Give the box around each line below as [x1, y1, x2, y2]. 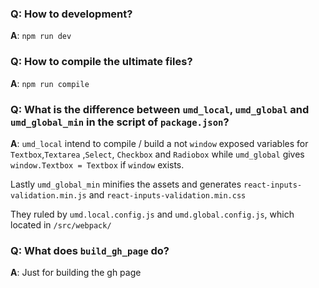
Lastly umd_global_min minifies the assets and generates [10, 178, 242, 190]
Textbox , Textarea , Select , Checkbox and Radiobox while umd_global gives [10, 148, 305, 160]
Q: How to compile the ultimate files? [10, 55, 193, 69]
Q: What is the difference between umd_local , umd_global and [10, 102, 310, 116]
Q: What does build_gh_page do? [10, 243, 170, 257]
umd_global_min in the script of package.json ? [10, 115, 230, 129]
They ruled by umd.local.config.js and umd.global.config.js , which [10, 208, 295, 220]
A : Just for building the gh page [10, 267, 142, 279]
